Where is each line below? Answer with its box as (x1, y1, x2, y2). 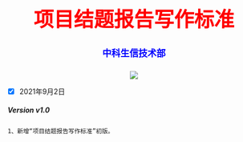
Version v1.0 (7, 105, 50, 115)
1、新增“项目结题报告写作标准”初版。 (7, 127, 114, 135)
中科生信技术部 (102, 47, 166, 59)
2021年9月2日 (18, 87, 66, 96)
